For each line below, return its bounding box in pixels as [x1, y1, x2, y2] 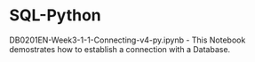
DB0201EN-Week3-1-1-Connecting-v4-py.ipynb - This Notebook [9, 35, 246, 45]
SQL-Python [9, 5, 101, 26]
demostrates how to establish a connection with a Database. [9, 43, 231, 54]
